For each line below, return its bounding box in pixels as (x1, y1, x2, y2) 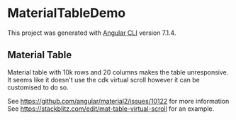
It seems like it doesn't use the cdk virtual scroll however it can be (7, 75, 201, 84)
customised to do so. (7, 83, 69, 92)
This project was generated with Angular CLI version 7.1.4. (7, 28, 176, 37)
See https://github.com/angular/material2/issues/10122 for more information (7, 97, 230, 105)
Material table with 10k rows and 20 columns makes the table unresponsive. (7, 67, 229, 76)
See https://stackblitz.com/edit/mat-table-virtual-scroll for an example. (7, 104, 215, 113)
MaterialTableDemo (7, 5, 126, 21)
